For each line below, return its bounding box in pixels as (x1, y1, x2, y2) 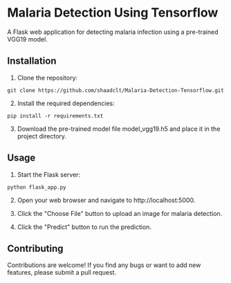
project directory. (17, 131, 67, 140)
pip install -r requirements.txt (7, 112, 104, 119)
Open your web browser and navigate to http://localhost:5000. (17, 196, 196, 204)
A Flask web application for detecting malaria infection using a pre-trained (7, 28, 219, 36)
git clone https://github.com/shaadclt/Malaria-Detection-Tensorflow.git (7, 86, 225, 94)
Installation (7, 55, 57, 67)
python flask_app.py (7, 183, 67, 191)
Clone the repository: (17, 73, 78, 82)
